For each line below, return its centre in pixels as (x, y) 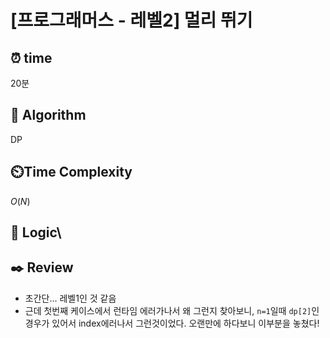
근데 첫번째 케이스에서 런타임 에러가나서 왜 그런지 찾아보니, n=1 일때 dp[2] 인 (172, 310)
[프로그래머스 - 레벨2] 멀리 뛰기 (131, 20)
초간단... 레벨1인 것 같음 (70, 298)
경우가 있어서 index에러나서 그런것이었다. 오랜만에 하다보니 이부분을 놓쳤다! (172, 323)
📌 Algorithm (48, 115)
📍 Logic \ (36, 232)
